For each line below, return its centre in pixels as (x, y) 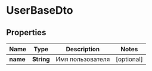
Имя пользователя (83, 59)
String (41, 59)
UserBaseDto (40, 10)
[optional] (129, 59)
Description (83, 49)
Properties (26, 33)
